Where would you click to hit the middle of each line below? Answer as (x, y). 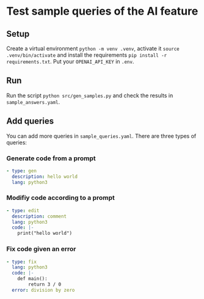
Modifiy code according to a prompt (60, 198)
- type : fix (21, 262)
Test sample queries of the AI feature (102, 11)
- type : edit (23, 210)
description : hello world (45, 176)
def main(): (32, 279)
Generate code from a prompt (51, 158)
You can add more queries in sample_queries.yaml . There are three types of (101, 136)
